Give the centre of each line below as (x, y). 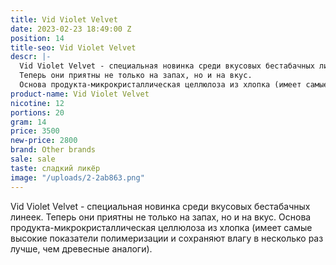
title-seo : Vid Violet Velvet (73, 47)
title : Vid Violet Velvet (64, 19)
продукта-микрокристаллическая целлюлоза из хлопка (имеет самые (161, 227)
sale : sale (33, 159)
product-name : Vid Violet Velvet (80, 94)
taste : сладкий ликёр (55, 168)
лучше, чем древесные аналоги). (81, 248)
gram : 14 (28, 122)
